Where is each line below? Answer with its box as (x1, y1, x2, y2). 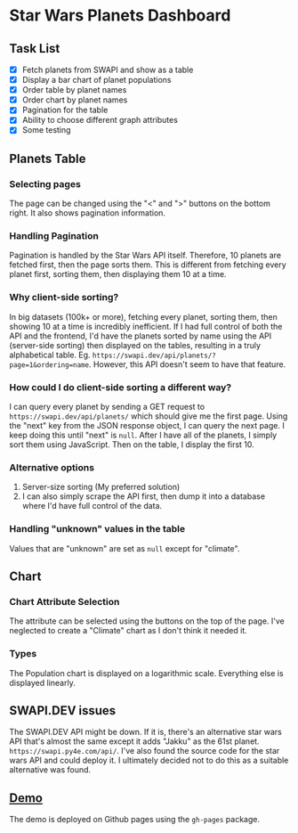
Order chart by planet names (21, 94, 128, 105)
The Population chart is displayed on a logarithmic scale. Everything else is (9, 667, 284, 678)
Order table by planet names (21, 85, 127, 95)
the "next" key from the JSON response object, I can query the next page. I (9, 421, 285, 431)
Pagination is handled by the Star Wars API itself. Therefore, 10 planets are (9, 250, 282, 261)
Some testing (21, 125, 71, 135)
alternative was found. (9, 764, 92, 775)
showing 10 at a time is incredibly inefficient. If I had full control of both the (9, 321, 283, 331)
